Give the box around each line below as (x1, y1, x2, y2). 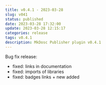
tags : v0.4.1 (5, 35, 32, 40)
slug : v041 (5, 12, 28, 17)
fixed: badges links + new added (12, 73, 80, 80)
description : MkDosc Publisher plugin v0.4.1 (5, 40, 101, 45)
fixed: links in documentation (12, 63, 72, 69)
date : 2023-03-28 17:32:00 (5, 21, 61, 26)
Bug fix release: (5, 53, 37, 59)
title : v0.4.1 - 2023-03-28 (5, 7, 64, 12)
